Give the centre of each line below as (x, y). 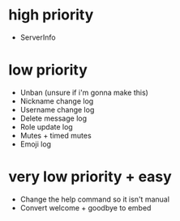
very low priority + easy (90, 177)
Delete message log (54, 118)
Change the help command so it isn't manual (95, 199)
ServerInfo (38, 37)
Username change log (57, 109)
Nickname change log (57, 101)
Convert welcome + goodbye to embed (86, 207)
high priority (51, 15)
